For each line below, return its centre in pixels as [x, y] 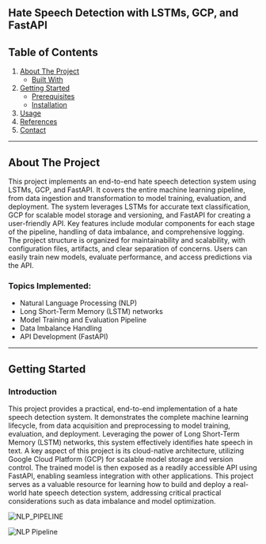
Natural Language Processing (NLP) [78, 303]
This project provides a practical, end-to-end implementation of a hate [123, 409]
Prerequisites [53, 96]
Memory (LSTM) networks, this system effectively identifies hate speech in [131, 442]
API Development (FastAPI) [64, 337]
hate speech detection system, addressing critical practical [125, 493]
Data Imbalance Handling [61, 328]
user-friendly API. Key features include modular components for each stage [131, 224]
